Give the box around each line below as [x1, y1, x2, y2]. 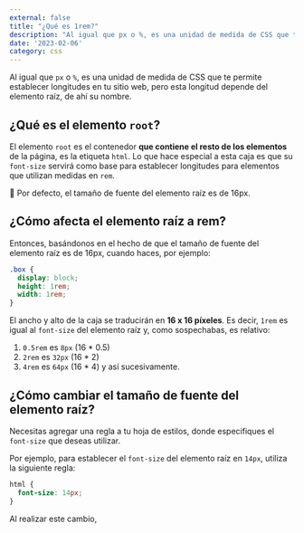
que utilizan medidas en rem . [9, 169, 115, 181]
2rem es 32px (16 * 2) [22, 352, 100, 363]
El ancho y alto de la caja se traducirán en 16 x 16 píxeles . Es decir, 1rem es [9, 315, 289, 326]
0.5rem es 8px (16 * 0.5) [22, 342, 110, 353]
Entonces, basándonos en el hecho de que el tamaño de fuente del [9, 237, 260, 249]
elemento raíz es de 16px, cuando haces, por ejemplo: [9, 247, 211, 258]
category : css [9, 47, 63, 56]
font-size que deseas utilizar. [9, 435, 120, 446]
